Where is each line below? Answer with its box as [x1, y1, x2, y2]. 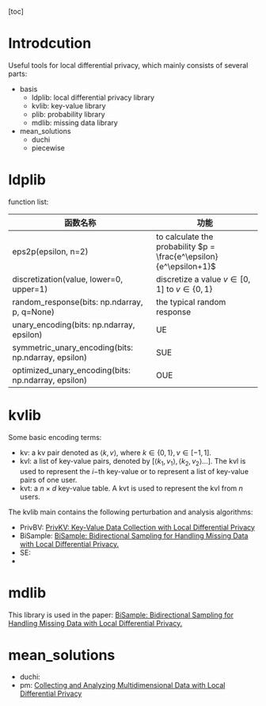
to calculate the [155, 231, 214, 242]
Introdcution [8, 35, 92, 52]
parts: [8, 69, 28, 78]
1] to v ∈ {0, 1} [155, 283, 213, 294]
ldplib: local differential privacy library [31, 93, 155, 102]
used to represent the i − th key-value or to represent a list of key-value [19, 466, 249, 476]
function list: [8, 197, 49, 207]
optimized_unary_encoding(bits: [12, 364, 131, 375]
